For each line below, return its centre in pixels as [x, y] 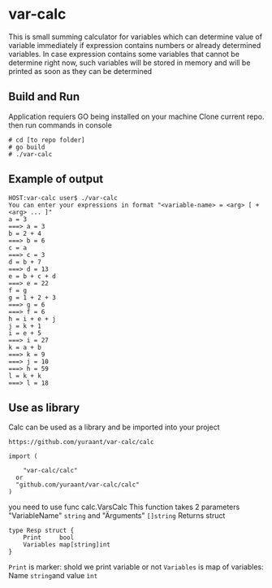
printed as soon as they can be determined [80, 71]
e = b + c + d [32, 276]
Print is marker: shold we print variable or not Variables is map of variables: [136, 567]
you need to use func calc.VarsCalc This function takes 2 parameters [124, 507]
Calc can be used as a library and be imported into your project [114, 427]
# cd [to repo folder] [47, 140]
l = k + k [25, 376]
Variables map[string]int [67, 545]
